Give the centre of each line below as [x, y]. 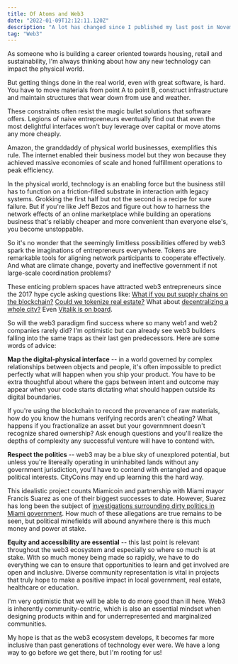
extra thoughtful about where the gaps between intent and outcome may [113, 382]
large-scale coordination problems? [59, 273]
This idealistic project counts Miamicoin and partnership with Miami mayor [116, 491]
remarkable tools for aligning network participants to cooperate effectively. [117, 258]
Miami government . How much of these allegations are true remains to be [114, 514]
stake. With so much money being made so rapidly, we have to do [103, 558]
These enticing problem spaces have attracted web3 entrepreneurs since [114, 287]
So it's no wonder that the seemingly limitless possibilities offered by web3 [116, 243]
